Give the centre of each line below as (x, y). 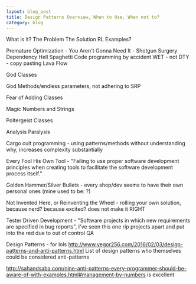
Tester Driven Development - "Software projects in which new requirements (98, 221)
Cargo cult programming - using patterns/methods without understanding (96, 143)
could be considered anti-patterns (48, 257)
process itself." (24, 174)
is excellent (161, 275)
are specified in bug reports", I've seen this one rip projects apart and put (95, 227)
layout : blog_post (29, 12)
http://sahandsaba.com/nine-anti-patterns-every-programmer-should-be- (97, 269)
